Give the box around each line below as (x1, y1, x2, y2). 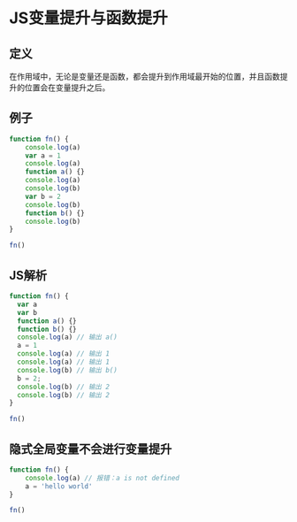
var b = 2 (25, 192, 62, 201)
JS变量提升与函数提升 (9, 8, 168, 28)
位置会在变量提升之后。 (24, 82, 110, 93)
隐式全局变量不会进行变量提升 (9, 441, 172, 457)
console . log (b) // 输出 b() (17, 365, 118, 374)
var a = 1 (25, 151, 62, 160)
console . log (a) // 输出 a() (17, 333, 118, 342)
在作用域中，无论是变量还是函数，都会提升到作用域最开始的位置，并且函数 (9, 72, 280, 81)
